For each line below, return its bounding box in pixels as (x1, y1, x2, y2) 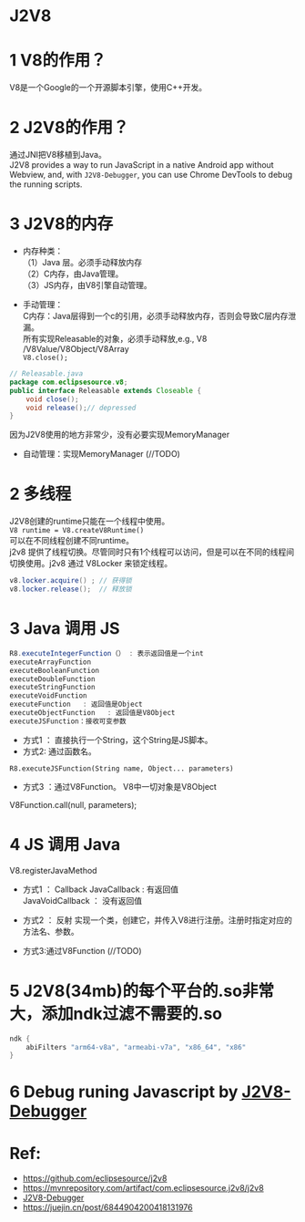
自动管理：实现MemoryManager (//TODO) (22, 449, 180, 460)
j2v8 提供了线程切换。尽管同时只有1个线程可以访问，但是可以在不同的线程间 (9, 546, 295, 557)
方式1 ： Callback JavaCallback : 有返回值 (22, 884, 179, 895)
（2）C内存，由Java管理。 (22, 268, 124, 279)
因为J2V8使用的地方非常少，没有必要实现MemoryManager (9, 430, 230, 440)
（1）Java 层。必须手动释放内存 (22, 257, 143, 267)
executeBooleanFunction (9, 666, 100, 675)
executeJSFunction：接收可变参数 (9, 717, 127, 726)
